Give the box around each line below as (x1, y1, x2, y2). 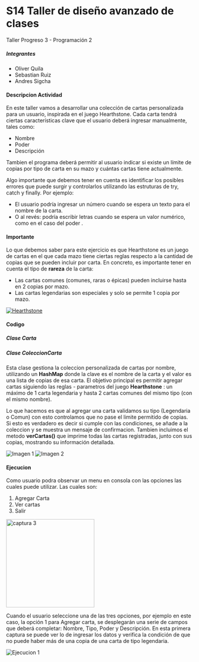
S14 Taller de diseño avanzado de (6, 4, 174, 18)
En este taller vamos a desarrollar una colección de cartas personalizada (6, 104, 184, 112)
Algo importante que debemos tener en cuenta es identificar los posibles (6, 177, 184, 184)
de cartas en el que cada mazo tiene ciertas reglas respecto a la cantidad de (6, 253, 193, 260)
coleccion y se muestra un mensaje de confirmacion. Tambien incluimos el (6, 426, 188, 434)
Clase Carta (6, 334, 37, 342)
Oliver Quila (14, 65, 43, 72)
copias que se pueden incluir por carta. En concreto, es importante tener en (6, 259, 191, 266)
